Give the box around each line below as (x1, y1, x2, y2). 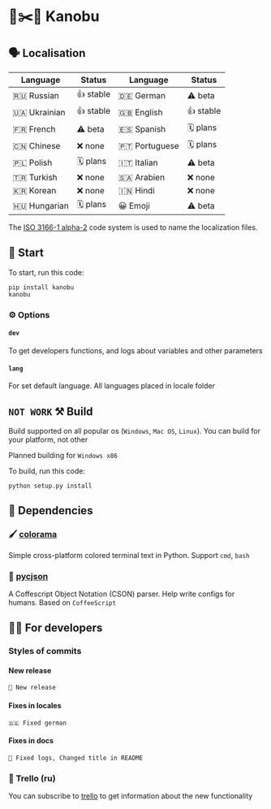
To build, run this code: (8, 465, 85, 476)
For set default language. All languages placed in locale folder (8, 381, 215, 391)
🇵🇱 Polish (12, 157, 53, 168)
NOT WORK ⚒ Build (8, 404, 93, 418)
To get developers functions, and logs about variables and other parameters (8, 345, 263, 355)
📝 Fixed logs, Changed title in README (8, 754, 144, 762)
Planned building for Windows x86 (8, 450, 118, 460)
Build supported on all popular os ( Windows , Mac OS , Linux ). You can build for (8, 426, 261, 435)
